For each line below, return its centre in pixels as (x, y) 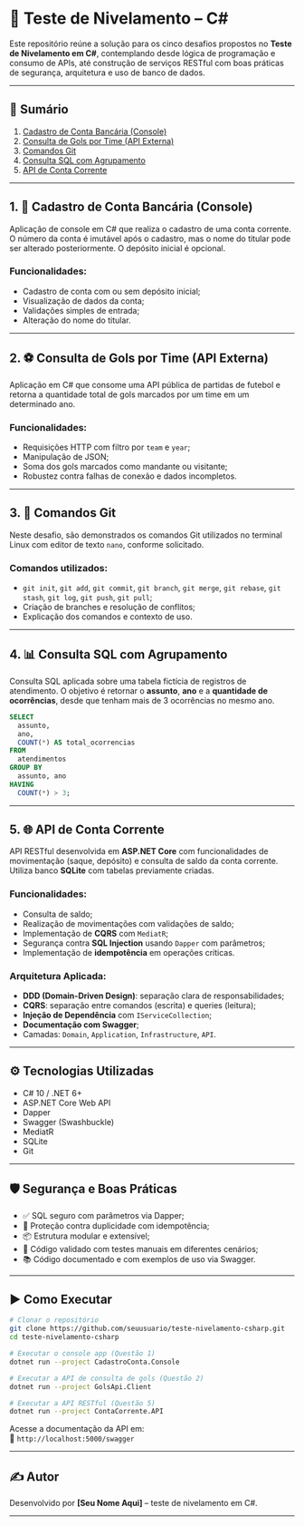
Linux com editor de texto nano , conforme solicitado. (107, 544)
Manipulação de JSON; (66, 456)
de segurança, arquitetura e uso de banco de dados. (107, 73)
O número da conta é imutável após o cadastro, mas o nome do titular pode (150, 238)
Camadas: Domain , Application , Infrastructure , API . (119, 1035)
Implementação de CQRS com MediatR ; (95, 933)
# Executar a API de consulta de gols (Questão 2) (107, 1378)
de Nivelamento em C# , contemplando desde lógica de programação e (142, 53)
